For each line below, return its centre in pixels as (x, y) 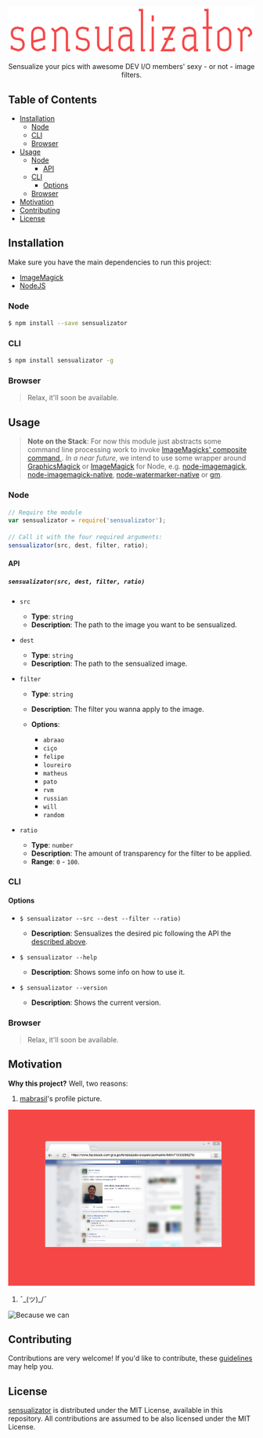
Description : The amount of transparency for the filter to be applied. (141, 853)
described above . (59, 941)
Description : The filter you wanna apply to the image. (118, 709)
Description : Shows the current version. (96, 1002)
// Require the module (45, 513)
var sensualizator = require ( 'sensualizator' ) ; (87, 520)
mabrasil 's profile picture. (61, 1098)
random (54, 815)
